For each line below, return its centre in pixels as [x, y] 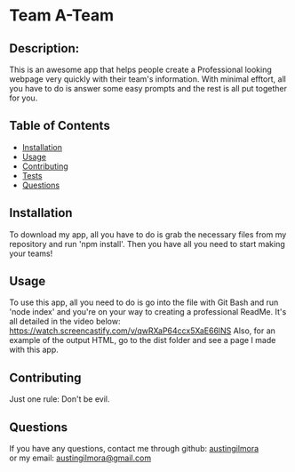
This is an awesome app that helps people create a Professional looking [141, 69]
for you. [24, 98]
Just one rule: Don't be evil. [60, 399]
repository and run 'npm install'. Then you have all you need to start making [147, 244]
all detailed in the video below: [65, 322]
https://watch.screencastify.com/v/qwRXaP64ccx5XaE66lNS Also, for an [142, 331]
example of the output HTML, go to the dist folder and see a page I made [143, 340]
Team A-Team [62, 16]
